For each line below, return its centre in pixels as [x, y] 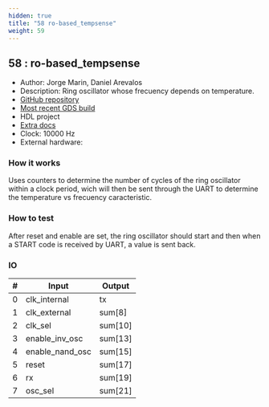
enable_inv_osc [54, 339]
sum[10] [116, 326]
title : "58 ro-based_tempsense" [62, 23]
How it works [35, 163]
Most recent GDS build [57, 108]
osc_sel [40, 391]
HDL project [40, 116]
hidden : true [30, 16]
